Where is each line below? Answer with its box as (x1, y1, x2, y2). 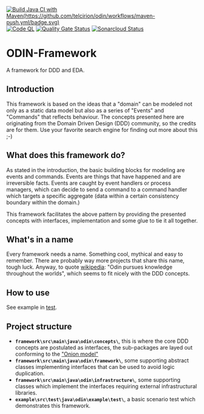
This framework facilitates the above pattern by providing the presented (6, 210, 186, 218)
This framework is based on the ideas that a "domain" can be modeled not (6, 100, 192, 108)
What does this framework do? (6, 150, 126, 160)
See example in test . (6, 304, 58, 311)
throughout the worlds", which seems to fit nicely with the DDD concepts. (6, 270, 190, 277)
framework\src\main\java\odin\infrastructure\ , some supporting (15, 376, 181, 383)
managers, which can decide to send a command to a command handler (6, 185, 188, 193)
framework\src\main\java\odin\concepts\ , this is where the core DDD (15, 337, 189, 345)
